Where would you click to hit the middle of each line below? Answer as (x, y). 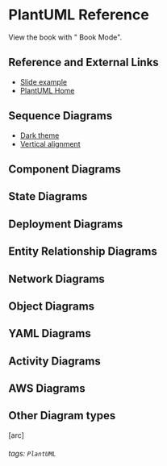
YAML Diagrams (50, 333)
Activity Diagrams (54, 361)
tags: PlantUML (32, 454)
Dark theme (40, 135)
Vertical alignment (50, 144)
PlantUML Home (47, 90)
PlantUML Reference (79, 15)
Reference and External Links (83, 62)
